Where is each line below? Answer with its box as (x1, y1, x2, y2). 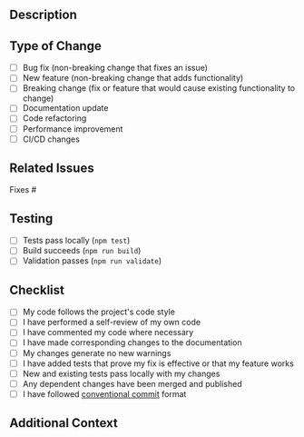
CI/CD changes (22, 134, 80, 144)
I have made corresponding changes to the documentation (22, 337, 242, 348)
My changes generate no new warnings (22, 347, 172, 358)
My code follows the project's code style (22, 306, 175, 317)
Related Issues (9, 161, 94, 176)
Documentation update (22, 103, 109, 114)
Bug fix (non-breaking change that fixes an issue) (22, 63, 209, 74)
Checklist (9, 282, 65, 298)
